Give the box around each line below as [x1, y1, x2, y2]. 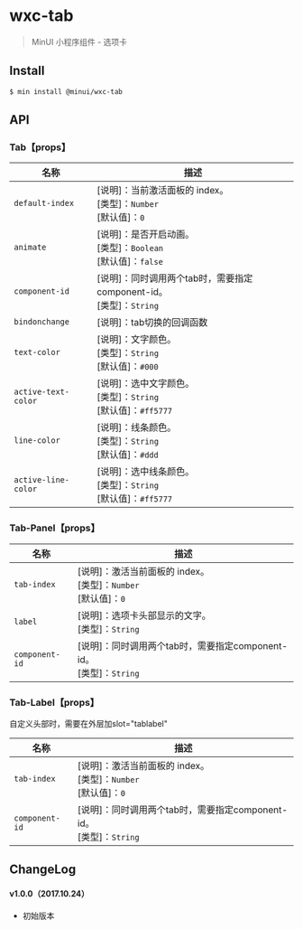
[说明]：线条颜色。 [96, 421, 177, 434]
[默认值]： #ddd [96, 448, 160, 461]
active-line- [14, 475, 70, 485]
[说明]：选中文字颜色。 [96, 377, 195, 389]
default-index [14, 198, 75, 209]
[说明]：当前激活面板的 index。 [96, 184, 229, 197]
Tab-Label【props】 [9, 696, 100, 708]
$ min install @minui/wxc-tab [9, 87, 124, 96]
